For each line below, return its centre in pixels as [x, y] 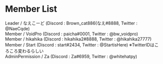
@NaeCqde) [18, 28]
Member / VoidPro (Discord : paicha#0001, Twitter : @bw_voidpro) [71, 34]
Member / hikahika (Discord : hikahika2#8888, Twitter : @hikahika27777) [78, 39]
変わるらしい [31, 51]
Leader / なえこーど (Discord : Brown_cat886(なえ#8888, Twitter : [71, 23]
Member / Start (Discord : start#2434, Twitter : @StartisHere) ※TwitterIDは [80, 44]
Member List [31, 9]
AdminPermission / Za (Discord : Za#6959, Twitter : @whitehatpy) [71, 56]
